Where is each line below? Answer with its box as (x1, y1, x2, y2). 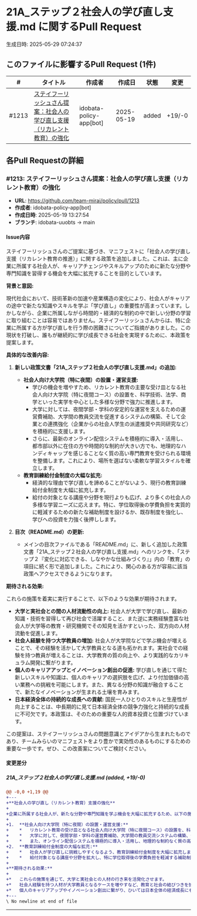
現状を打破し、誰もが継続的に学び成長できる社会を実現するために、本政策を (6, 331, 191, 338)
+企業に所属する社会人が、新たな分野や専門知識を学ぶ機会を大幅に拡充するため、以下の (6, 811, 188, 817)
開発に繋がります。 (30, 659, 76, 666)
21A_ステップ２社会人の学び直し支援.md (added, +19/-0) (6, 774, 145, 781)
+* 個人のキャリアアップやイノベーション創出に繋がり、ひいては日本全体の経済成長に (6, 887, 189, 893)
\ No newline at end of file (6, 898, 77, 904)
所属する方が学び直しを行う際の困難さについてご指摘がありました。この (16, 324, 191, 331)
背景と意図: (6, 282, 34, 289)
